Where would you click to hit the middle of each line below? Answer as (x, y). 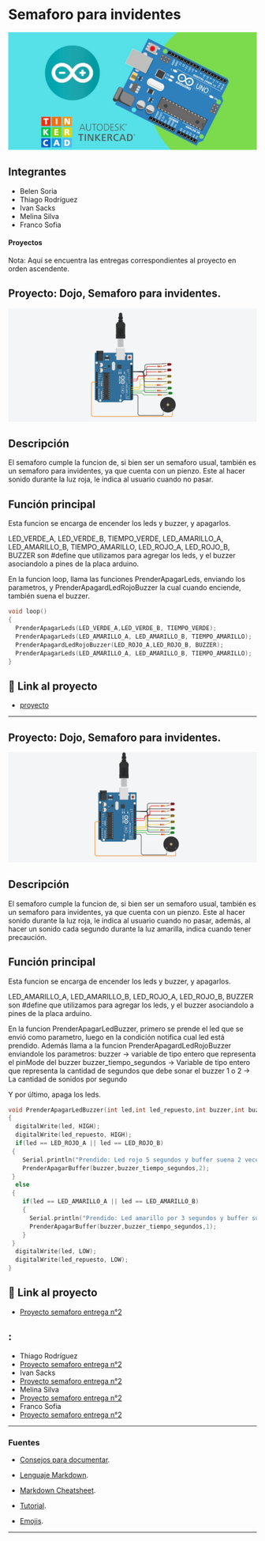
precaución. (28, 937)
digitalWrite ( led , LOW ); (56, 1252)
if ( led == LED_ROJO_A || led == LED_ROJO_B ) (90, 1143)
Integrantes (37, 172)
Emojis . (32, 1521)
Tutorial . (33, 1505)
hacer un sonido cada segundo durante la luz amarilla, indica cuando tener (130, 929)
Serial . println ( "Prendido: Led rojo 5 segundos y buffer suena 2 (132, 1160)
